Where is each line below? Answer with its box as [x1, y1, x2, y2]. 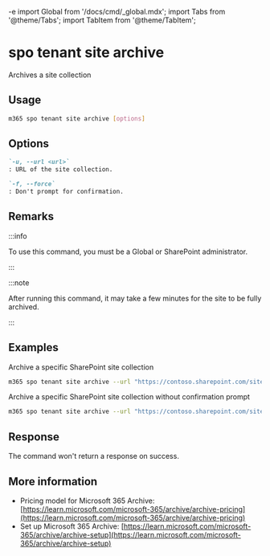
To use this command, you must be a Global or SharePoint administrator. [8, 247, 247, 256]
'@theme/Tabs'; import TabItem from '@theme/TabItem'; [8, 15, 196, 25]
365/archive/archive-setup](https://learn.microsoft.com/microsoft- [19, 529, 241, 539]
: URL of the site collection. [8, 166, 113, 174]
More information [8, 474, 98, 489]
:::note [8, 277, 30, 288]
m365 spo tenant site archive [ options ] [8, 114, 146, 123]
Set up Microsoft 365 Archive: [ [19, 521, 125, 531]
